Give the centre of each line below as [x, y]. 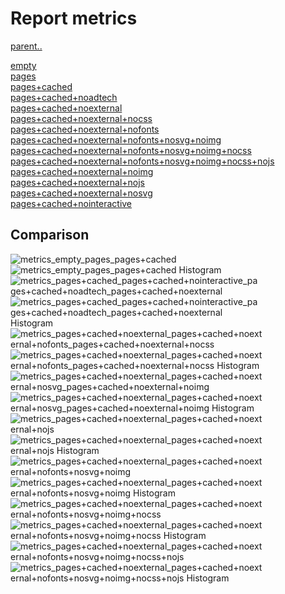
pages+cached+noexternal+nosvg [81, 193]
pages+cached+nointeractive [71, 203]
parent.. [26, 46]
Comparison [50, 235]
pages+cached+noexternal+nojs [77, 182]
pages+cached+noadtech [64, 97]
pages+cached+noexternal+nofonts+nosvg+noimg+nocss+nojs [142, 161]
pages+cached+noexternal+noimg [82, 171]
